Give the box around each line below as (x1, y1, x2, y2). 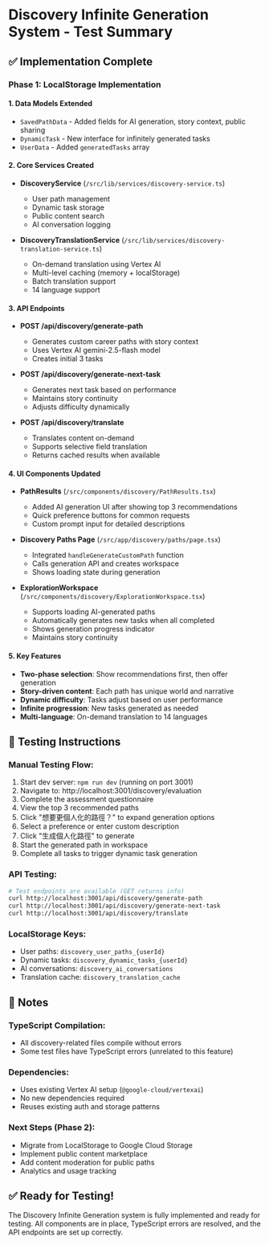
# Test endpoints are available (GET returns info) (8, 887, 185, 895)
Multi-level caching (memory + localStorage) (31, 268, 181, 277)
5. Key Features (8, 651, 62, 661)
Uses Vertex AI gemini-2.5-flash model (31, 346, 161, 355)
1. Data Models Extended (8, 99, 93, 109)
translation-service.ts (19, 245, 100, 253)
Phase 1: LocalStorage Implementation (8, 79, 162, 90)
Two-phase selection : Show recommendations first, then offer (19, 669, 229, 678)
